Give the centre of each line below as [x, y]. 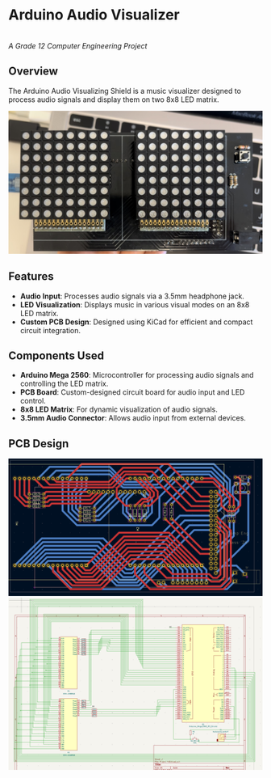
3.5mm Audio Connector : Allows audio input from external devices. [133, 418]
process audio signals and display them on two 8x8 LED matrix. [114, 99]
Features [31, 277]
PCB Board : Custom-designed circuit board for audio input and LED [132, 392]
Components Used [56, 355]
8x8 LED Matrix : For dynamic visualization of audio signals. [119, 409]
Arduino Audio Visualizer [94, 15]
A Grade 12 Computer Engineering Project [78, 45]
